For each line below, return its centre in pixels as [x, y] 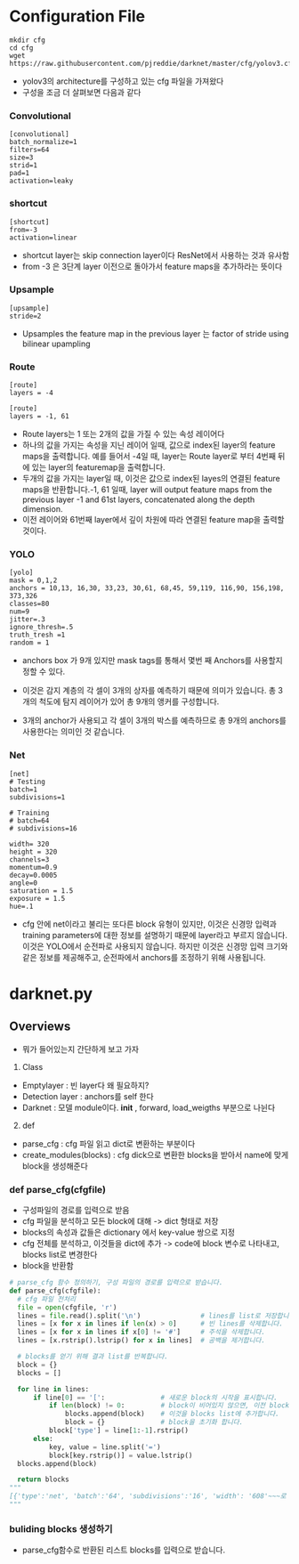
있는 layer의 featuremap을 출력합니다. [99, 467]
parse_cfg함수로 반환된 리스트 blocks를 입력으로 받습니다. [123, 1550]
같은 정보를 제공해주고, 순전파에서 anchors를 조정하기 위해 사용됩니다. [144, 957]
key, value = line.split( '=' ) [105, 1447]
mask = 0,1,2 [33, 580]
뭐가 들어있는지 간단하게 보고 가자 [81, 1049]
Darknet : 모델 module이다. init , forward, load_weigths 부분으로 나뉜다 [149, 1107]
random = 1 [29, 643]
